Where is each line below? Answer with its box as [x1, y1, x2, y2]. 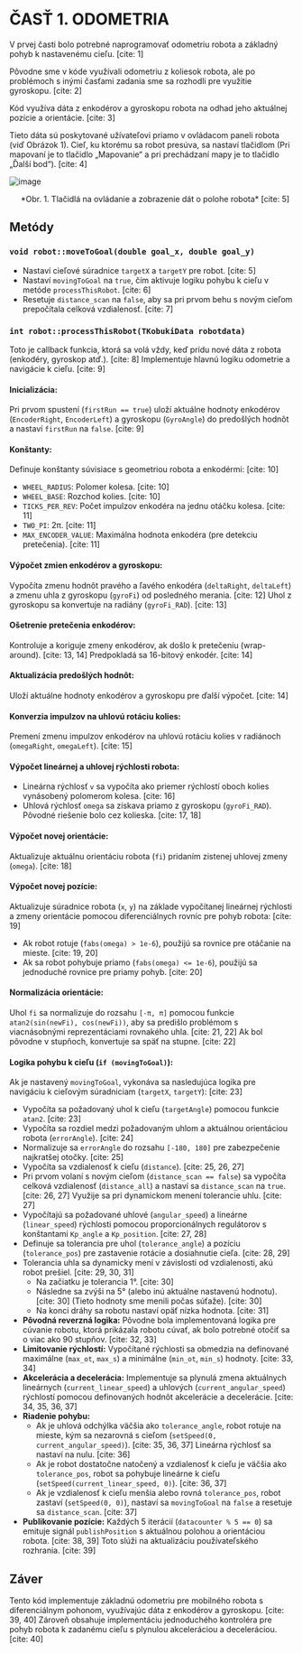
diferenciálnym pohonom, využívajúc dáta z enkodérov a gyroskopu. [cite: [9, 1604, 285, 1615]
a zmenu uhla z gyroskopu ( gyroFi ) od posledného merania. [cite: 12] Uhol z [9, 590, 292, 600]
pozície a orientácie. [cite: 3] [9, 112, 115, 123]
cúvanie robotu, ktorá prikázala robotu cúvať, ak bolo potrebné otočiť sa [22, 1324, 290, 1335]
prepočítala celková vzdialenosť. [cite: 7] [22, 303, 174, 314]
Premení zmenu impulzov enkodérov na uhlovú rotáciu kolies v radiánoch [9, 731, 281, 742]
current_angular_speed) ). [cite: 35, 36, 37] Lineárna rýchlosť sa [35, 1440, 272, 1451]
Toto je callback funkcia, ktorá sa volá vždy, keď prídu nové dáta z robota [9, 344, 282, 355]
